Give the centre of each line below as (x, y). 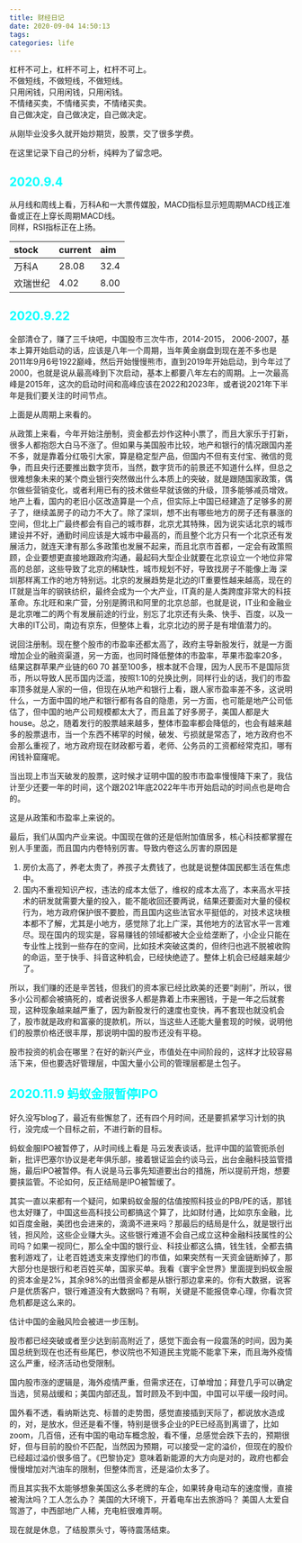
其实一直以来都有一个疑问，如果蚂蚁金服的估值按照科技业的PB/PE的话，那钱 (151, 1201)
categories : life (42, 43)
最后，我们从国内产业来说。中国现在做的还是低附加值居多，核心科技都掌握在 (151, 836)
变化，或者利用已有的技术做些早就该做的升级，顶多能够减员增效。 (170, 490)
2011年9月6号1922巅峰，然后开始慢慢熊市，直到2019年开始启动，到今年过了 (151, 361)
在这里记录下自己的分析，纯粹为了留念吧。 (88, 153)
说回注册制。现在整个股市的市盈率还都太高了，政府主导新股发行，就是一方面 (151, 644)
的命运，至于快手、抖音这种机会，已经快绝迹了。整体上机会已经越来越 (152, 957)
